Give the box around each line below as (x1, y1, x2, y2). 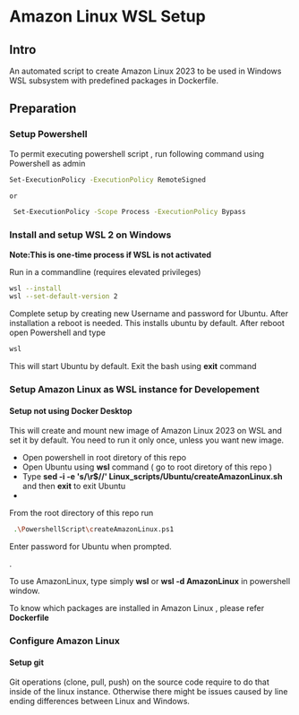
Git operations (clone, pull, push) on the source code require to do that (9, 676, 270, 687)
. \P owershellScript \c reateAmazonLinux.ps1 (13, 525, 175, 534)
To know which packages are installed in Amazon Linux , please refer (9, 603, 265, 614)
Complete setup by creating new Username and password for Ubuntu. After (9, 308, 289, 319)
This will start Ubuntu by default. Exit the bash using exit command (9, 361, 257, 372)
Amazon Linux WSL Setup (9, 6, 206, 27)
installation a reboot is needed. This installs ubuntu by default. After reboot (9, 318, 285, 329)
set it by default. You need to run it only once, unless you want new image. (9, 435, 285, 445)
